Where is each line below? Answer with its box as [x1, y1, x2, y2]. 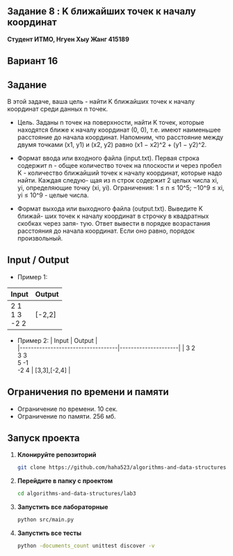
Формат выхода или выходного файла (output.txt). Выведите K [17, 205, 203, 213]
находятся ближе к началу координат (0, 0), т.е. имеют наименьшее [17, 125, 221, 134]
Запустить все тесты [17, 529, 82, 537]
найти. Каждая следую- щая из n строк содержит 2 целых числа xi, [17, 176, 219, 185]
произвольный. [17, 234, 63, 242]
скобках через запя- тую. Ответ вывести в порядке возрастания [17, 219, 211, 228]
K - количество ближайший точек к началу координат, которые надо [17, 169, 223, 177]
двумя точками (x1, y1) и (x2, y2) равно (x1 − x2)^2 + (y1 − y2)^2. [17, 141, 207, 149]
